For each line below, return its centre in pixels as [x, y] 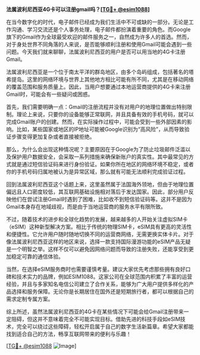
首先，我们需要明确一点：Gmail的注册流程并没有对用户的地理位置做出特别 [97, 107]
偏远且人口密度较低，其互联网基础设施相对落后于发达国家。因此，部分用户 [97, 192]
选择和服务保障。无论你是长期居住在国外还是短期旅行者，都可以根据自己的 [102, 292]
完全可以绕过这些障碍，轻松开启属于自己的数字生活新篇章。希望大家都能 [105, 326]
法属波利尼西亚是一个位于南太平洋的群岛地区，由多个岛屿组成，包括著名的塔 [100, 72]
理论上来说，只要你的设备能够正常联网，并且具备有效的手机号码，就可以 [105, 114]
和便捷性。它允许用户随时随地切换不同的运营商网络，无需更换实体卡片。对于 [100, 234]
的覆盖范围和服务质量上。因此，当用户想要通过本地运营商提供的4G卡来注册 [99, 87]
